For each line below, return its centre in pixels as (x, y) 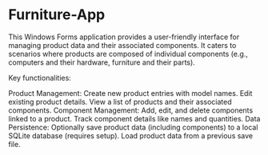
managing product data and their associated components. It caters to (122, 45)
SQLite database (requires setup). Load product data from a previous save (131, 135)
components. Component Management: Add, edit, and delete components (131, 110)
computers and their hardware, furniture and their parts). (102, 62)
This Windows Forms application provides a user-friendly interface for (124, 37)
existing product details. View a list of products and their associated (120, 101)
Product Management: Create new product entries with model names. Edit (130, 93)
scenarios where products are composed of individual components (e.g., (128, 54)
